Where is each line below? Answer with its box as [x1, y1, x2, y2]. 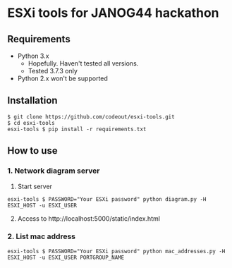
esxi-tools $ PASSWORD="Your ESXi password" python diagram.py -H [7, 195, 207, 202]
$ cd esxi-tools [7, 119, 55, 126]
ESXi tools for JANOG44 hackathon [7, 5, 220, 21]
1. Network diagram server [7, 166, 100, 176]
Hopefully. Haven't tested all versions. [28, 59, 139, 68]
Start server [17, 182, 53, 190]
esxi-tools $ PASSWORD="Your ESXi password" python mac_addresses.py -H [7, 248, 226, 255]
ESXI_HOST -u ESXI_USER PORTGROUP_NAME [7, 254, 125, 261]
